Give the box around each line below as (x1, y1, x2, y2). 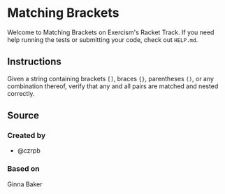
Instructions (7, 56, 61, 68)
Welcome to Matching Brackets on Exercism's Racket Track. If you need (7, 28, 215, 36)
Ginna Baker (7, 180, 43, 188)
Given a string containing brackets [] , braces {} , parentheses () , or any (7, 74, 215, 83)
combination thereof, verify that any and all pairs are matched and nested (7, 82, 219, 90)
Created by (7, 131, 46, 141)
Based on (7, 164, 40, 174)
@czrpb (17, 146, 41, 155)
